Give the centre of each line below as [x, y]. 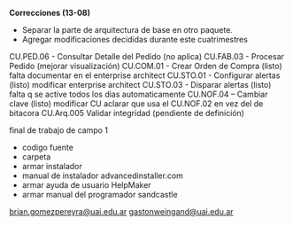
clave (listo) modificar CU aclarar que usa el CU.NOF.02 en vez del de [136, 104]
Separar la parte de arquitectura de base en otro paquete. [127, 30]
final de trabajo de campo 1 [59, 130]
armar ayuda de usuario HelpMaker [87, 185]
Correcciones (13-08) [50, 13]
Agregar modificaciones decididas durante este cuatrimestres [135, 39]
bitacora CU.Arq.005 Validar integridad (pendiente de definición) [127, 113]
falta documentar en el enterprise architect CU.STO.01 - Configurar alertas [145, 75]
